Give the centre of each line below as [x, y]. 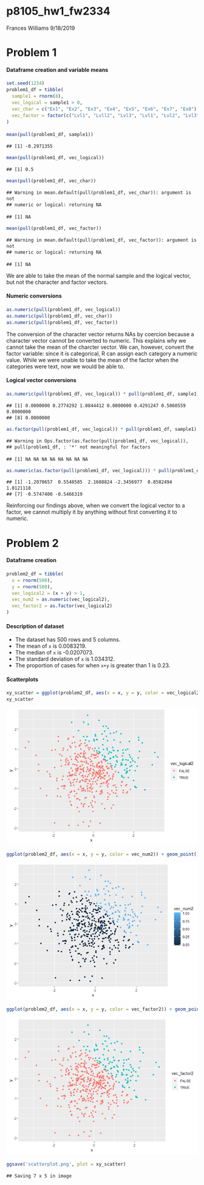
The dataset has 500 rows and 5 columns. [68, 640]
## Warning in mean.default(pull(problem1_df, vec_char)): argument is [99, 193]
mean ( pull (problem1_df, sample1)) [50, 135]
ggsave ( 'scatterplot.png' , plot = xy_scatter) [66, 1164]
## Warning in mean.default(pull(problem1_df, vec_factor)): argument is [102, 240]
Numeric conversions [34, 296]
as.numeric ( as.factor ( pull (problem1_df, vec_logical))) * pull [88, 470]
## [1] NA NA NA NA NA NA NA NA [47, 459]
